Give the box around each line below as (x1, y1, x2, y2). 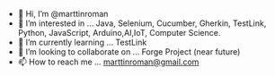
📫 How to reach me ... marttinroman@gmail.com (17, 56, 200, 67)
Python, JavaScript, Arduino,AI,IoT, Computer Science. (17, 28, 221, 38)
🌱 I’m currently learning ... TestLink (17, 37, 147, 47)
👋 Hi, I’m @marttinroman (17, 9, 109, 19)
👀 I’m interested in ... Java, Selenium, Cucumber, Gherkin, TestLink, (17, 18, 267, 29)
